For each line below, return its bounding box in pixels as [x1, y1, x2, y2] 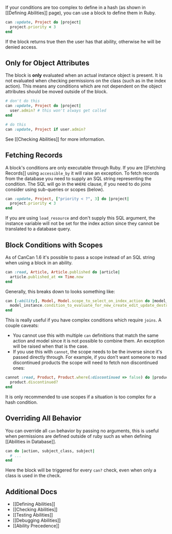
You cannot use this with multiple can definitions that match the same [12, 332, 159, 338]
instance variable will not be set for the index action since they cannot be [5, 220, 160, 227]
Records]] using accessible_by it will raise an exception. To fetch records [5, 170, 159, 176]
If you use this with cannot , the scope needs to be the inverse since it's [12, 349, 162, 355]
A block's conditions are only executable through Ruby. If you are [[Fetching [5, 164, 166, 170]
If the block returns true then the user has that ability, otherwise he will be [5, 38, 161, 45]
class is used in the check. [5, 473, 61, 479]
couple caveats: [5, 323, 39, 329]
